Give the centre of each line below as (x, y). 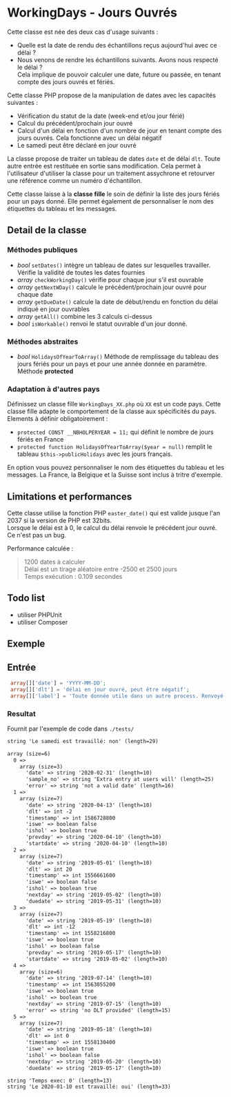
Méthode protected (45, 371)
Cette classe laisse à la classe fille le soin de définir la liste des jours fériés (113, 194)
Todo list (26, 598)
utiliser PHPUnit (39, 615)
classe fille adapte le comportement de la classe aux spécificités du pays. (112, 411)
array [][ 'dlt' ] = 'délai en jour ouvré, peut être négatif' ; (100, 689)
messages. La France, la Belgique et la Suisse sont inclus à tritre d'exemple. (115, 475)
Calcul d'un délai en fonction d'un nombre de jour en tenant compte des (119, 130)
